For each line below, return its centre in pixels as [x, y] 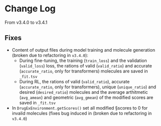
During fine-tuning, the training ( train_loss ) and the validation [83, 61]
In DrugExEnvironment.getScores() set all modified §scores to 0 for [80, 108]
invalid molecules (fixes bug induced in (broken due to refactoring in [82, 113]
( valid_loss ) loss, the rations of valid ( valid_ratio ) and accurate [85, 65]
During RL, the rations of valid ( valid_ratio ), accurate [74, 81]
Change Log [30, 9]
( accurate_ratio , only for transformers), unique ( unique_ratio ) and [88, 87]
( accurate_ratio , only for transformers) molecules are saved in [83, 71]
